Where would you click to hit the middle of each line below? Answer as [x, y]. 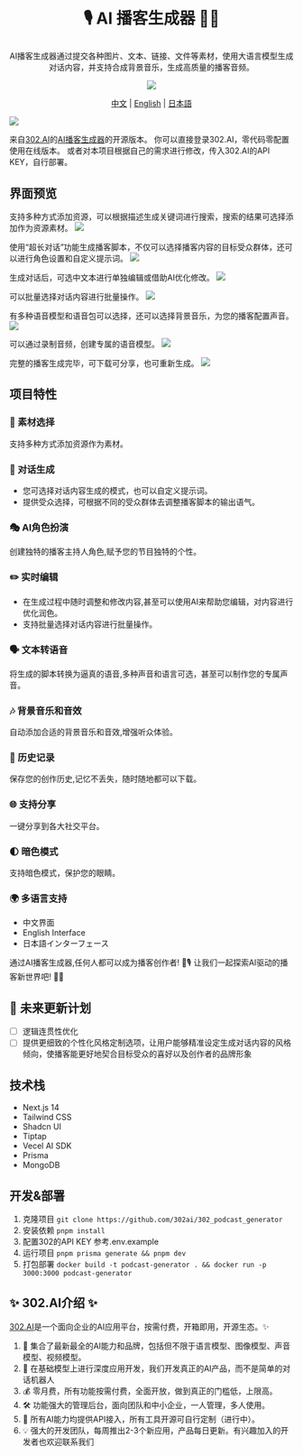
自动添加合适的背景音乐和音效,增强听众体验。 [94, 732]
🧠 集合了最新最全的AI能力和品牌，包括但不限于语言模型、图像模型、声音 [156, 1346]
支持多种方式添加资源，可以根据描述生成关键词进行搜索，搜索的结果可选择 [147, 216]
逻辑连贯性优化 [50, 1031]
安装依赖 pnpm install [64, 1230]
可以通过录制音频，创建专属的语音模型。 [84, 344]
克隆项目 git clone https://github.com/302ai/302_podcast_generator [152, 1219]
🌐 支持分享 [33, 805]
